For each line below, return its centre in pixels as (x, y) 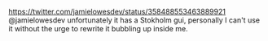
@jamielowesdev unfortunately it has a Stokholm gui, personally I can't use (134, 20)
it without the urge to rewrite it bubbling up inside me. (99, 29)
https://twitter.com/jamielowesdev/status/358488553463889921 (117, 12)
